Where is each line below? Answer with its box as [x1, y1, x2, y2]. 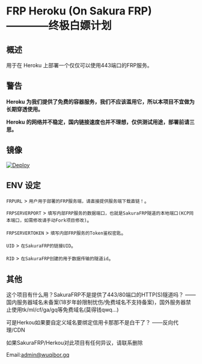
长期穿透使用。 [6, 105, 43, 112]
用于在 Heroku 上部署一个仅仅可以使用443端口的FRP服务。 [6, 62, 153, 68]
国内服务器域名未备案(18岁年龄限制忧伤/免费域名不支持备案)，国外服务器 [6, 299, 186, 306]
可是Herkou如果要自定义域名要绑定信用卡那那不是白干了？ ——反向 [6, 319, 174, 326]
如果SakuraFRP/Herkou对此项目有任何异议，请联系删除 [6, 339, 143, 347]
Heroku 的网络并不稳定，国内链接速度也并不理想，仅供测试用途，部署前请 [6, 118, 189, 126]
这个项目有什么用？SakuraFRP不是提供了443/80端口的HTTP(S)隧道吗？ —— [6, 291, 196, 299]
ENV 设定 [6, 180, 41, 190]
